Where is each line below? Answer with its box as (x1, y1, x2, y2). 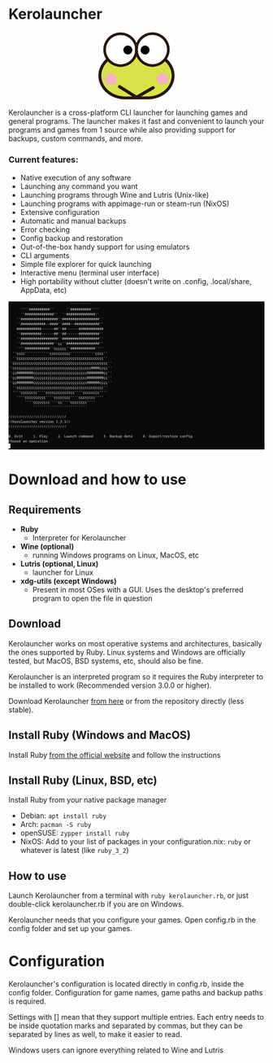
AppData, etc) (19, 285, 67, 295)
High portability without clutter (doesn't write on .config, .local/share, (19, 276, 252, 286)
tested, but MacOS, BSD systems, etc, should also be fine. (8, 656, 204, 666)
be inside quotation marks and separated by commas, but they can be (8, 1021, 243, 1030)
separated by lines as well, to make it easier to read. (8, 1030, 183, 1039)
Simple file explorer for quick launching (19, 259, 152, 269)
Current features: (8, 154, 79, 165)
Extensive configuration (19, 207, 100, 217)
